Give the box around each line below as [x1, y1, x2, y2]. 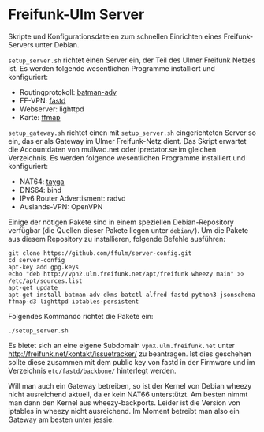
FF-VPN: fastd [19, 96, 66, 105]
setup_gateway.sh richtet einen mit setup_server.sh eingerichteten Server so [8, 128, 256, 137]
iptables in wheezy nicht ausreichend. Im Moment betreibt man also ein [8, 406, 240, 415]
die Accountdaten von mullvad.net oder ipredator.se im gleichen [8, 145, 217, 154]
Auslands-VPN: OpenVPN [19, 201, 103, 211]
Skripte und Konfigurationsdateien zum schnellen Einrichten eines [8, 32, 222, 41]
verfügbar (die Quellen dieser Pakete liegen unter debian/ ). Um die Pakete [8, 225, 249, 235]
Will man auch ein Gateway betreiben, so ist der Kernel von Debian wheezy [8, 381, 252, 390]
